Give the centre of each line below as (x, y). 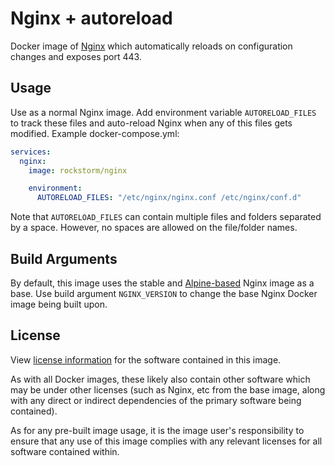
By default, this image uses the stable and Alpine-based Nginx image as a (162, 283)
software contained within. (65, 451)
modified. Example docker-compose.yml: (95, 133)
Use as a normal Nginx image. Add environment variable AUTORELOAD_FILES (163, 112)
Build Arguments (64, 258)
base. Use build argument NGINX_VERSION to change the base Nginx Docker (164, 293)
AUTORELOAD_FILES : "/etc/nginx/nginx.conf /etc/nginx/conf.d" (169, 198)
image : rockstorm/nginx (78, 170)
